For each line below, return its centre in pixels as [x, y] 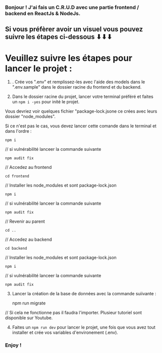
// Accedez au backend [29, 239]
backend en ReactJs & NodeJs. [43, 13]
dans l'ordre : [18, 131]
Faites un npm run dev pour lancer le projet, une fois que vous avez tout [84, 328]
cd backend [16, 249]
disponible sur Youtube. [29, 318]
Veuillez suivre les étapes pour [69, 58]
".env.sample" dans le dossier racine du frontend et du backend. [77, 87]
